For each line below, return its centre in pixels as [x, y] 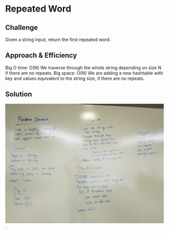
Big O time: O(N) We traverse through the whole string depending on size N [83, 67]
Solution [19, 94]
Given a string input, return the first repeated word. [58, 39]
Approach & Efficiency [41, 55]
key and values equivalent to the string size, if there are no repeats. [75, 78]
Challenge [22, 28]
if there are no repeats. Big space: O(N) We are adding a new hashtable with [84, 73]
